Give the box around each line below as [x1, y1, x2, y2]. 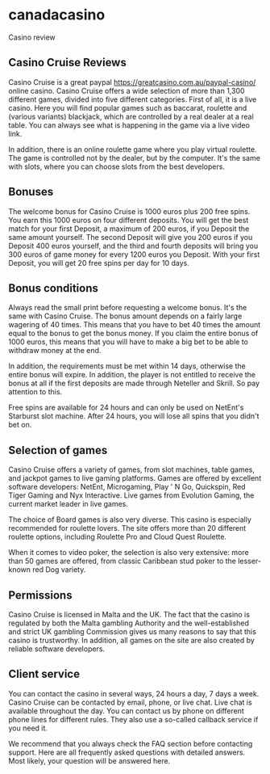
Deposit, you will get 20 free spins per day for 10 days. [8, 258, 189, 267]
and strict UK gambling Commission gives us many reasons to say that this [8, 627, 256, 636]
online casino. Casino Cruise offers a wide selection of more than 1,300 [8, 86, 245, 95]
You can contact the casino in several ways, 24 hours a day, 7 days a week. [8, 688, 260, 698]
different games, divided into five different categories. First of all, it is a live [8, 95, 257, 104]
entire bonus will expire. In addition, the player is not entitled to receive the [8, 370, 256, 380]
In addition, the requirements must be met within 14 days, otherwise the [8, 361, 246, 371]
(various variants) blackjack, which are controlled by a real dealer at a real [8, 111, 254, 121]
